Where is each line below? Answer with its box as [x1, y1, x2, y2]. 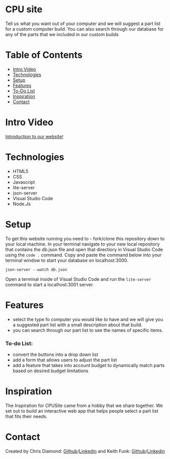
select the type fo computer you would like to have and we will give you [12, 316, 163, 322]
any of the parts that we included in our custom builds [5, 31, 119, 37]
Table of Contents [5, 50, 83, 61]
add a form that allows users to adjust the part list [12, 356, 117, 363]
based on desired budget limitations [12, 368, 88, 374]
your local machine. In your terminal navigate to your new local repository [5, 241, 160, 247]
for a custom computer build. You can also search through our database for [5, 26, 164, 32]
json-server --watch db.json [5, 267, 67, 272]
